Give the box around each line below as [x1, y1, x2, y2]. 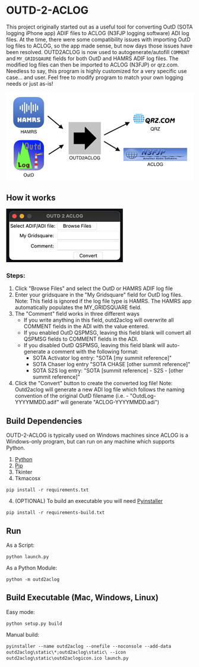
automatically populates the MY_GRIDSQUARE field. [14, 304, 142, 311]
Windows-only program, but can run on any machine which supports [6, 438, 175, 445]
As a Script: [6, 542, 34, 549]
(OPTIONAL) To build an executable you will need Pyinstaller [14, 498, 163, 505]
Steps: [6, 272, 26, 280]
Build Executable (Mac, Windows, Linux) [6, 593, 159, 603]
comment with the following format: [51, 348, 138, 355]
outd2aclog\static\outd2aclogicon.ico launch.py [6, 655, 129, 661]
